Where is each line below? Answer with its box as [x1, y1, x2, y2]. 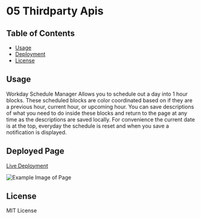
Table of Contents [6, 28, 75, 39]
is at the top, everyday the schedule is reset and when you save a [6, 122, 169, 129]
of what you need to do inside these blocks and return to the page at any [6, 109, 188, 117]
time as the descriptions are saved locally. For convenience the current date [6, 116, 195, 123]
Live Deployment [6, 162, 48, 169]
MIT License [6, 207, 37, 214]
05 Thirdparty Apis [6, 4, 104, 18]
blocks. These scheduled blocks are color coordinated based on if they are [6, 96, 193, 103]
